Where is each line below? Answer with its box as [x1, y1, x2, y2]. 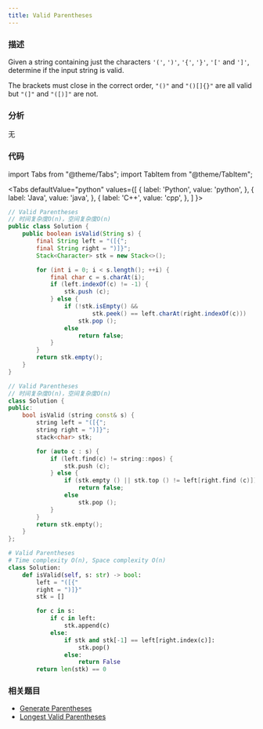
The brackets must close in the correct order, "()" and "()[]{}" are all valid [8, 80, 252, 90]
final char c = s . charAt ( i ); [49, 273, 146, 281]
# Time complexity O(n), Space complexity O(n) [8, 556, 167, 565]
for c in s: [36, 607, 76, 615]
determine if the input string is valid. [8, 65, 124, 75]
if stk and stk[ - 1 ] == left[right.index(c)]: [63, 636, 215, 644]
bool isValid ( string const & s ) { [22, 411, 135, 420]
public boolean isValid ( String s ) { [22, 230, 142, 238]
